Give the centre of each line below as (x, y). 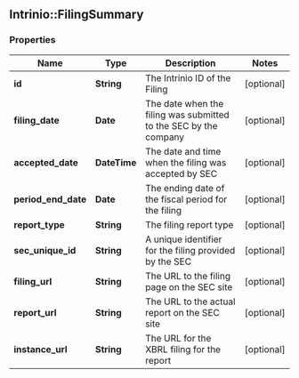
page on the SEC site (189, 286)
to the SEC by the (182, 125)
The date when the (185, 103)
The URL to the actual (190, 302)
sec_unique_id (45, 250)
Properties (32, 40)
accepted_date (46, 162)
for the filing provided (190, 250)
